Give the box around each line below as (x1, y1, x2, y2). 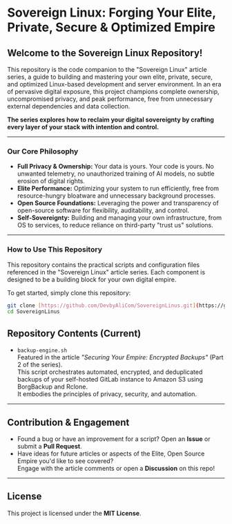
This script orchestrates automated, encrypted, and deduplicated (17, 368, 203, 376)
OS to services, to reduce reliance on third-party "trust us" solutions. (17, 221, 213, 230)
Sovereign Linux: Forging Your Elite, (7, 5, 216, 21)
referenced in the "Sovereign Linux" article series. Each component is (7, 268, 206, 276)
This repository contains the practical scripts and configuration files (7, 261, 200, 269)
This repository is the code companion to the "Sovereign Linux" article (7, 66, 207, 73)
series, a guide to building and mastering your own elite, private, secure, (7, 73, 213, 81)
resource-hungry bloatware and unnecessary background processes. (17, 191, 216, 200)
